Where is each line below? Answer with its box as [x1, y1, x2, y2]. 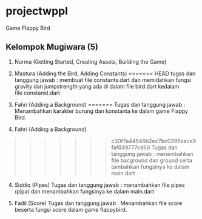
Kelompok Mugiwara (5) [5, 42, 98, 52]
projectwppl [5, 4, 68, 18]
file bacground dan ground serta [111, 157, 192, 164]
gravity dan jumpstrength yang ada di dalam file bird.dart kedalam [14, 83, 180, 90]
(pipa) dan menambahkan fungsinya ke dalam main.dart [14, 187, 154, 195]
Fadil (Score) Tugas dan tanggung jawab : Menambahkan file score [14, 199, 183, 207]
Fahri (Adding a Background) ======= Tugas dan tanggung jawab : [14, 101, 186, 108]
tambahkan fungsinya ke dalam [111, 163, 190, 170]
